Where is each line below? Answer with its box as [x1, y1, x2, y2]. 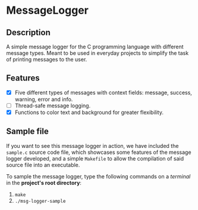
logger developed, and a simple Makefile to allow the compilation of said [6, 155, 184, 162]
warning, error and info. [14, 95, 73, 103]
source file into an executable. [6, 161, 80, 168]
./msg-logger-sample [14, 198, 66, 204]
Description [6, 27, 51, 38]
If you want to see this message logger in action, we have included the [6, 142, 179, 149]
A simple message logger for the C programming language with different [6, 43, 184, 50]
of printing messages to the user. [6, 56, 87, 63]
